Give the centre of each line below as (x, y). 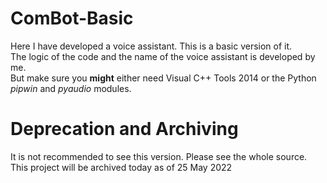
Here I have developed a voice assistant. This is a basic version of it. (151, 46)
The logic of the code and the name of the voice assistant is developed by (163, 56)
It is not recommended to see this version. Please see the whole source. (159, 156)
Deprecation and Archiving (124, 129)
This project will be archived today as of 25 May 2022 (121, 167)
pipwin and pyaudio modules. (71, 88)
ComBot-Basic (72, 18)
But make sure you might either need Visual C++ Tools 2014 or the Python (163, 78)
